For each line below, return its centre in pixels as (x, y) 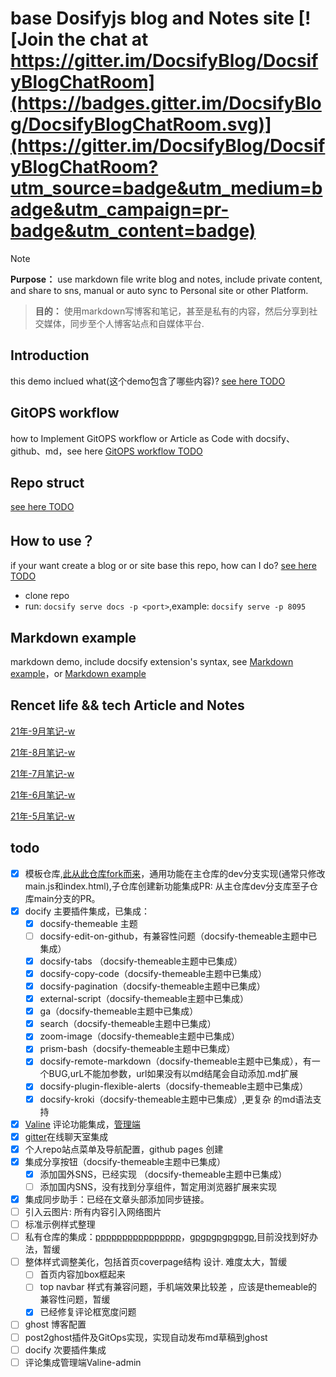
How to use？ (52, 540)
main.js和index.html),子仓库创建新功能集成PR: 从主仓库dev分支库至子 (167, 886)
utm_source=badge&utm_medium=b (166, 188)
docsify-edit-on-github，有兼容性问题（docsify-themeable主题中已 (178, 936)
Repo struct (47, 482)
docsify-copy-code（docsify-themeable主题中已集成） (153, 973)
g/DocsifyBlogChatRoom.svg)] (141, 124)
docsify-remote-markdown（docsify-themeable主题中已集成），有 (175, 1061)
